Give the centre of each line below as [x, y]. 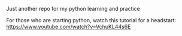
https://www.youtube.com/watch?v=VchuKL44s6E [69, 27]
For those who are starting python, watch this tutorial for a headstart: [91, 20]
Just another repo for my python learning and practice [73, 9]
